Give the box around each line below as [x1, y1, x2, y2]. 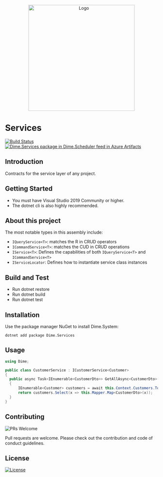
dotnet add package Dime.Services [5, 333, 75, 338]
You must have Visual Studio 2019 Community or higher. [12, 197, 125, 203]
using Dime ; [5, 359, 29, 364]
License [5, 454, 30, 462]
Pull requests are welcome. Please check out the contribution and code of [5, 435, 153, 441]
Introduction [5, 158, 44, 166]
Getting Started [5, 185, 53, 193]
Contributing [5, 413, 45, 421]
